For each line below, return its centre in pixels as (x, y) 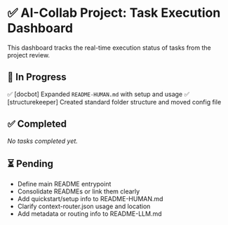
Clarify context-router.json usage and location (84, 206)
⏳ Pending (31, 164)
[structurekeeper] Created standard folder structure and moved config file (114, 102)
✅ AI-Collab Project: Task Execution (114, 13)
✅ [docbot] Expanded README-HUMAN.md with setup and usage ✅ (99, 94)
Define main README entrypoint (64, 184)
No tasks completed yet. (43, 141)
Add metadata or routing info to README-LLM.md (90, 214)
